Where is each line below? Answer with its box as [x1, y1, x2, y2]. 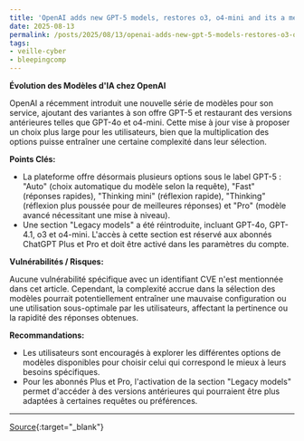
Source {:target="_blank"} [9, 422, 104, 432]
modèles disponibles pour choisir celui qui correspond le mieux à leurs [22, 357, 287, 368]
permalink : [9, 30, 51, 39]
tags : [9, 38, 30, 48]
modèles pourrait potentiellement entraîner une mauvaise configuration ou [9, 293, 287, 303]
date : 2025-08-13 [9, 22, 75, 31]
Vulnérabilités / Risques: [9, 256, 104, 267]
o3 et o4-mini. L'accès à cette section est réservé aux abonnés [36, 229, 272, 240]
